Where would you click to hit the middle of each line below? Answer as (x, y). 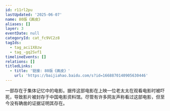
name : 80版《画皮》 (24, 19)
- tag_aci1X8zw (26, 47)
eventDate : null (22, 33)
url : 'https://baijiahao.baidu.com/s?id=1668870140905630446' (81, 76)
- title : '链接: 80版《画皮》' (40, 71)
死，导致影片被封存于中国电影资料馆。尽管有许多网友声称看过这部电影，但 (83, 97)
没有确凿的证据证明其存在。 (38, 103)
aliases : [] (18, 24)
